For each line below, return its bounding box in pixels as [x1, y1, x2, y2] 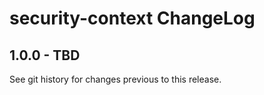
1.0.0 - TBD [9, 47, 81, 64]
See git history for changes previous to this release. [9, 73, 222, 85]
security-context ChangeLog [9, 7, 256, 30]
